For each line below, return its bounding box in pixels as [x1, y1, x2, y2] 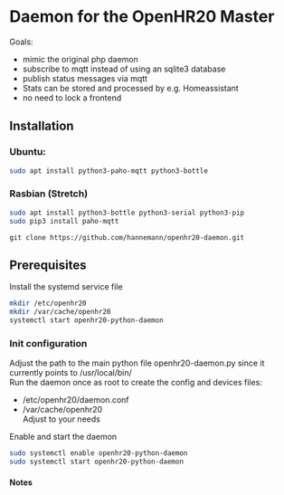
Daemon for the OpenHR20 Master [9, 6, 275, 27]
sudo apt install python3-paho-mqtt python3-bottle [9, 166, 208, 176]
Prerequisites [9, 257, 87, 272]
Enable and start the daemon [9, 432, 118, 443]
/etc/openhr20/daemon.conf [22, 395, 129, 405]
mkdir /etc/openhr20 [9, 299, 88, 309]
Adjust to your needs [22, 414, 101, 424]
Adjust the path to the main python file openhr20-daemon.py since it [9, 357, 265, 368]
